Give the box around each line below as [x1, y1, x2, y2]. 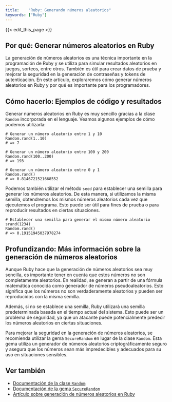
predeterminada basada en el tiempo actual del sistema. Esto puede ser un [5, 309, 164, 315]
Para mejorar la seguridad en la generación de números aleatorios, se [5, 330, 153, 336]
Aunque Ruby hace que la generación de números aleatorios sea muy [5, 266, 153, 272]
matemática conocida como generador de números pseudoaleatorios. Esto [5, 282, 164, 289]
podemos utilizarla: [5, 122, 46, 128]
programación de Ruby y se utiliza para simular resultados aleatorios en [5, 60, 157, 67]
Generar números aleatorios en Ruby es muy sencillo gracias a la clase [5, 111, 155, 117]
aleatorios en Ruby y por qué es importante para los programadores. [5, 82, 150, 88]
